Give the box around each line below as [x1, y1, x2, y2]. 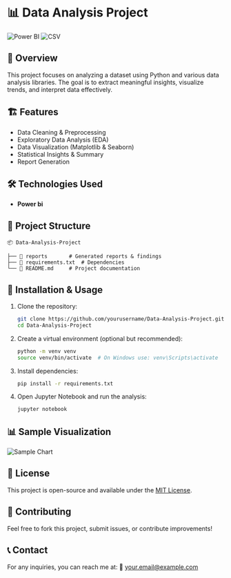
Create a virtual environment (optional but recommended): [17, 334, 183, 343]
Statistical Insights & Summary [17, 150, 104, 158]
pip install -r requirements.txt [17, 380, 114, 387]
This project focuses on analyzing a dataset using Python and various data [7, 70, 219, 79]
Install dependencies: [17, 367, 79, 375]
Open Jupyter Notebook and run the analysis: [17, 392, 147, 401]
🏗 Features [7, 106, 59, 118]
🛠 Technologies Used [7, 178, 103, 190]
